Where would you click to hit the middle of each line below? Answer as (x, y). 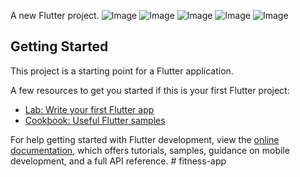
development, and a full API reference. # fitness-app (118, 161)
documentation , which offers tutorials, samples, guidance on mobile (150, 150)
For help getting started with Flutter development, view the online (145, 139)
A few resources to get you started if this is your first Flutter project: (150, 90)
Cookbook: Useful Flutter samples (95, 120)
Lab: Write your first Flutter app (89, 109)
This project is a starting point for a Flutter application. (122, 71)
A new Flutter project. (55, 15)
